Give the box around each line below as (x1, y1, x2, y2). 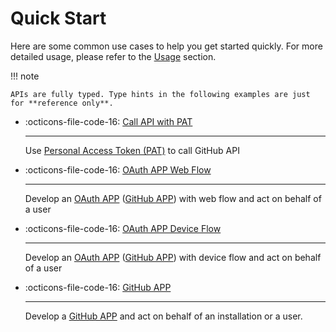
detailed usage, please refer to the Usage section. (10, 50, 217, 62)
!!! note (10, 70, 40, 82)
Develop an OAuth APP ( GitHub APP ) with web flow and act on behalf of (24, 192, 322, 204)
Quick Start (10, 7, 107, 30)
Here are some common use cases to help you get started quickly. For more (10, 40, 323, 52)
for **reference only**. (10, 98, 114, 108)
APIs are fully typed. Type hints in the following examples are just (10, 89, 311, 99)
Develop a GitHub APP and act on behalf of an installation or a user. (24, 310, 303, 322)
